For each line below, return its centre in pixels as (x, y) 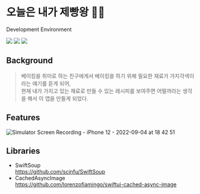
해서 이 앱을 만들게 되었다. (58, 98)
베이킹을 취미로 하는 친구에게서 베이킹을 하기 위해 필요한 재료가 (95, 76)
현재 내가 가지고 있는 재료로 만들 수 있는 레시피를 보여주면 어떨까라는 (101, 91)
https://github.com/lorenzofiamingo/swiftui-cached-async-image (96, 184)
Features (23, 118)
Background (29, 61)
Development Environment (39, 29)
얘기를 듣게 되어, (51, 83)
